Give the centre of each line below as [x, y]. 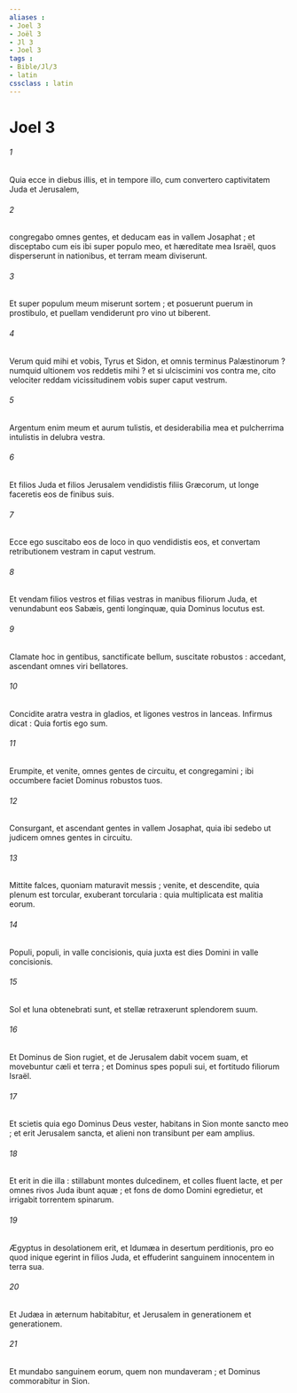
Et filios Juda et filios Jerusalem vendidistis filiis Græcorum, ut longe [134, 485]
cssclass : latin [41, 83]
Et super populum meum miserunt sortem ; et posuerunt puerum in [131, 303]
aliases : [27, 17]
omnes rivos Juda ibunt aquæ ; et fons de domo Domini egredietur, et [136, 1191]
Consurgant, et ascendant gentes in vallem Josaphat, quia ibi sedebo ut [141, 828]
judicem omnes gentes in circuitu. [71, 838]
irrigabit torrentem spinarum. [62, 1200]
